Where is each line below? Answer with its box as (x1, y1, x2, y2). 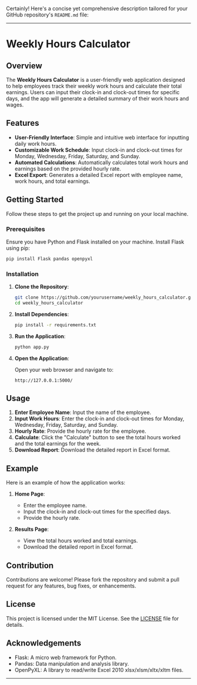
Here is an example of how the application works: (6, 479, 126, 486)
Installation (6, 270, 39, 278)
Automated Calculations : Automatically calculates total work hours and (14, 159, 189, 166)
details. (6, 621, 24, 628)
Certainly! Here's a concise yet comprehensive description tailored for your (6, 5, 188, 12)
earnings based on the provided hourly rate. (14, 165, 121, 172)
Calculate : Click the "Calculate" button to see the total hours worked (14, 434, 181, 441)
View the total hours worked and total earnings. (23, 537, 138, 544)
